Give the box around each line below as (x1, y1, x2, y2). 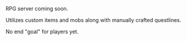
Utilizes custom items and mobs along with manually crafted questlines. (5, 17, 182, 23)
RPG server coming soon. (5, 5, 68, 12)
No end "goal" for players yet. (5, 28, 79, 35)
